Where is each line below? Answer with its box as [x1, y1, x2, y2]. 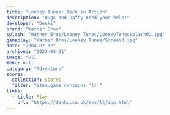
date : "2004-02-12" [6, 43, 56, 49]
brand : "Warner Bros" [6, 26, 62, 32]
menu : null [6, 60, 34, 66]
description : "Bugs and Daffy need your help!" [6, 15, 130, 21]
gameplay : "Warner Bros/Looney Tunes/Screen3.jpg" [6, 37, 138, 43]
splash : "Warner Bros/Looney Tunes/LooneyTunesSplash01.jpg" [6, 32, 166, 38]
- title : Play [12, 94, 48, 100]
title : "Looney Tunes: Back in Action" [6, 9, 108, 15]
